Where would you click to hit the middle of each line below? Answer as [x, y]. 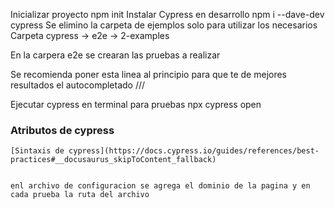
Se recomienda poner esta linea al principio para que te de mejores [149, 74]
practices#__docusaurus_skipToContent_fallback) [113, 160]
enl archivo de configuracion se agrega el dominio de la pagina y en [160, 186]
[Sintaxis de [37, 151]
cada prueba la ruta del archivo [80, 195]
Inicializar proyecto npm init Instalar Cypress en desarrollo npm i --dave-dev [167, 14]
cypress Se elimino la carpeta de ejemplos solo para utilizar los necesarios [164, 25]
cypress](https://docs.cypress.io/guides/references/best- [194, 151]
